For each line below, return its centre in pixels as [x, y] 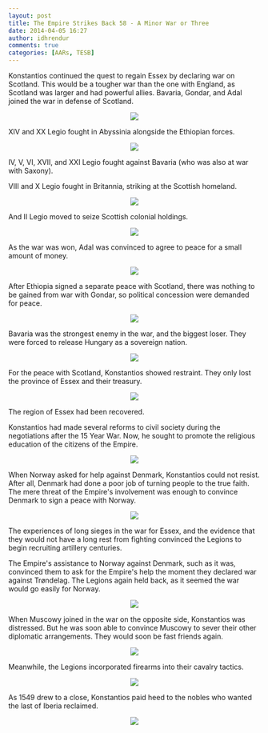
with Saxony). [31, 170]
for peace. [25, 303]
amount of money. [38, 256]
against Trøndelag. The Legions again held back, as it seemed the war [124, 580]
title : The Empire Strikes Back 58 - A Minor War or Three [109, 23]
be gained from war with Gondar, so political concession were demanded [129, 294]
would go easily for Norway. [55, 589]
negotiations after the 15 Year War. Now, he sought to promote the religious [132, 436]
